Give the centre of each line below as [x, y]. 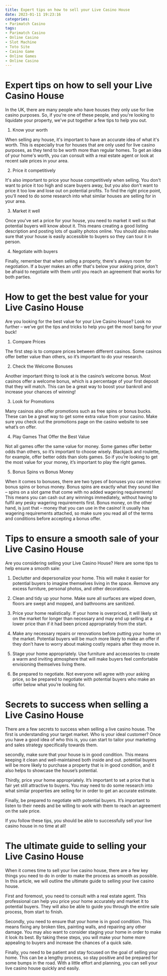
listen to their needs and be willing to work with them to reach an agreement [83, 806]
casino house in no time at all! [36, 826]
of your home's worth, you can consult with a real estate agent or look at [80, 155]
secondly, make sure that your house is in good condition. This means [77, 755]
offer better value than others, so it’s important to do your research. [74, 357]
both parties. [18, 277]
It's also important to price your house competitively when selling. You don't [83, 180]
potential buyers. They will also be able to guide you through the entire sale [82, 906]
